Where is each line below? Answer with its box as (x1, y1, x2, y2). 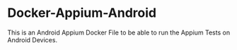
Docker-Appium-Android (7, 5, 157, 21)
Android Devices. (7, 35, 58, 44)
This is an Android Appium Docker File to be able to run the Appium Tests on (7, 28, 231, 37)
